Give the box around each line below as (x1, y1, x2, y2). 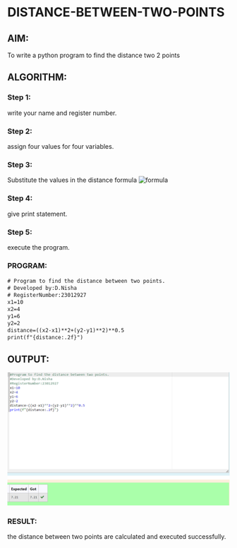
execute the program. (7, 243, 71, 251)
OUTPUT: (7, 353, 49, 365)
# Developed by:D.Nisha (7, 285, 78, 292)
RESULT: (7, 516, 37, 526)
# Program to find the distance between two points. (7, 278, 166, 285)
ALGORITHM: (7, 71, 67, 83)
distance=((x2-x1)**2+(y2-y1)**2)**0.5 (7, 327, 125, 334)
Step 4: (7, 193, 33, 203)
